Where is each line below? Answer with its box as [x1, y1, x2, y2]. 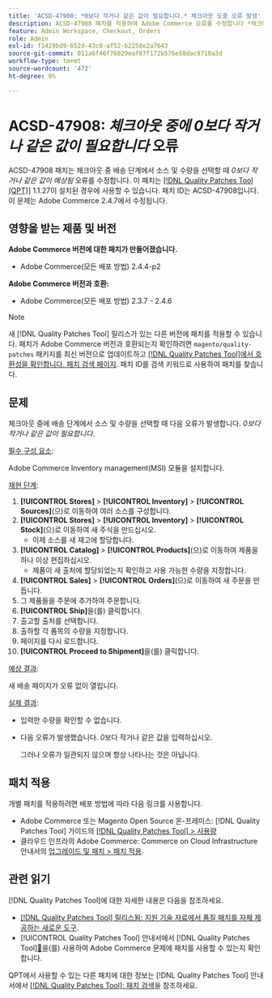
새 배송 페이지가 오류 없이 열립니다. [8, 681, 119, 691]
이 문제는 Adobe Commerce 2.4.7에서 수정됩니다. [8, 195, 168, 205]
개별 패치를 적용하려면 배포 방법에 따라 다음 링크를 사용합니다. [8, 799, 203, 808]
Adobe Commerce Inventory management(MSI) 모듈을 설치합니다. [8, 463, 225, 473]
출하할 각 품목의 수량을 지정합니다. [19, 626, 129, 636]
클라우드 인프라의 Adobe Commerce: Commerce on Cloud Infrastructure [19, 836, 258, 846]
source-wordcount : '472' [8, 65, 92, 73]
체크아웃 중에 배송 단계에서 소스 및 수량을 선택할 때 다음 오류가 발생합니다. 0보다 [8, 419, 261, 429]
